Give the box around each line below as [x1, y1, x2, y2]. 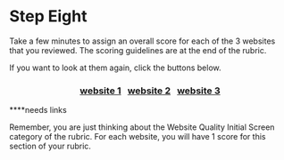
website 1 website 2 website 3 [79, 84, 221, 97]
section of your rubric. [9, 140, 92, 152]
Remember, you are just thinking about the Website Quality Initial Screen [9, 122, 275, 132]
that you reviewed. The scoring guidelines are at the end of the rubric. [9, 44, 267, 55]
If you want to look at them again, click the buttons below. [9, 62, 221, 73]
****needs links [9, 105, 67, 116]
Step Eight [9, 6, 88, 27]
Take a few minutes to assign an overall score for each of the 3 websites [9, 36, 276, 46]
